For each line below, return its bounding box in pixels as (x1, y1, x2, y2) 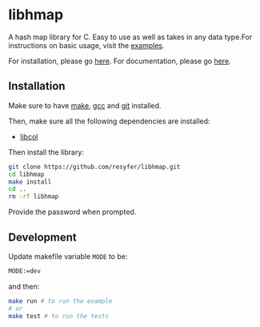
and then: (8, 281, 40, 291)
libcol (19, 131, 38, 141)
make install (8, 178, 52, 186)
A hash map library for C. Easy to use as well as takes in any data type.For (8, 32, 253, 42)
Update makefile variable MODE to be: (8, 251, 128, 261)
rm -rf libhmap (8, 192, 59, 201)
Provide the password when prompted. (8, 207, 137, 217)
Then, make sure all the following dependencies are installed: (8, 116, 210, 126)
